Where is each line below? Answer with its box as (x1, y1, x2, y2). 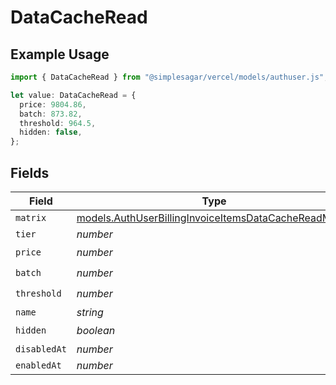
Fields (10, 164, 50, 181)
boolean (76, 324, 116, 338)
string (76, 305, 104, 319)
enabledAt (15, 359, 62, 371)
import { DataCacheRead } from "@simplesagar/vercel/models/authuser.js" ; (10, 72, 329, 82)
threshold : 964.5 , (19, 118, 97, 128)
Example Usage (10, 46, 110, 63)
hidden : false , (19, 127, 83, 138)
